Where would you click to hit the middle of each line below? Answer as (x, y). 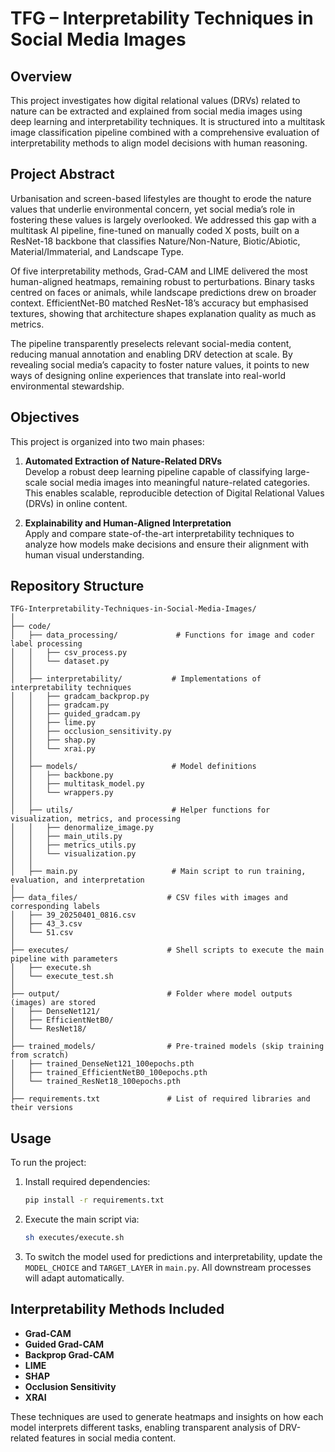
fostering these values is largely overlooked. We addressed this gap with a (163, 219)
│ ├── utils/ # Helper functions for (140, 810)
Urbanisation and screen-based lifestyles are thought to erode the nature (161, 198)
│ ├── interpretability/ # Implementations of (136, 679)
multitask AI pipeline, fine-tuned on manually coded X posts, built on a (155, 230)
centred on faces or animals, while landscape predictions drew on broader (163, 292)
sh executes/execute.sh (74, 1238)
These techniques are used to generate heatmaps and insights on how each (167, 1416)
